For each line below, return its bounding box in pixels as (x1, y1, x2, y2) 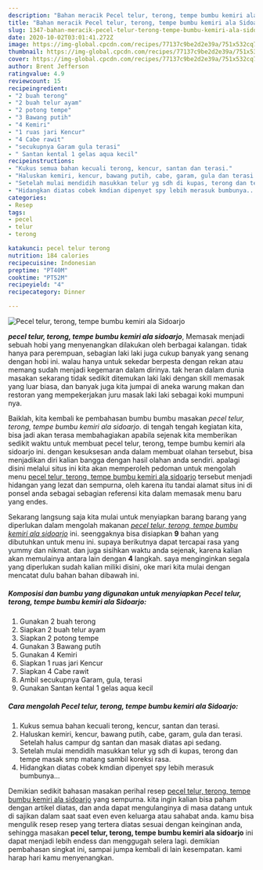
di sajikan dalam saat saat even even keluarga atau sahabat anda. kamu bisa (8, 811, 254, 821)
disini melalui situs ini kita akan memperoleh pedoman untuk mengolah (8, 464, 236, 473)
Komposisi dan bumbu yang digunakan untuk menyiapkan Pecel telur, (8, 588, 242, 598)
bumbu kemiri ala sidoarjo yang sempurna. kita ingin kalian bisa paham (8, 794, 237, 804)
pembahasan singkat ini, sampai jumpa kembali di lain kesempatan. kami (8, 844, 243, 854)
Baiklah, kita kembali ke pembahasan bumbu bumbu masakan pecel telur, (8, 413, 245, 423)
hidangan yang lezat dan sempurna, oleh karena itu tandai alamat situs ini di (8, 480, 253, 490)
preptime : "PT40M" (8, 266, 68, 275)
